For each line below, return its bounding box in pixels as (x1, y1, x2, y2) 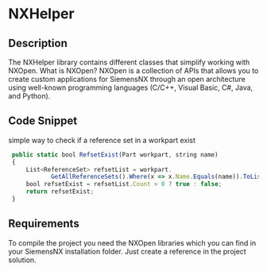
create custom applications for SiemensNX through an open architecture (8, 75, 246, 83)
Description (8, 37, 68, 50)
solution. (8, 255, 37, 265)
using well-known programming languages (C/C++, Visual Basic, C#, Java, (8, 83, 253, 92)
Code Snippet (8, 114, 78, 128)
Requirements (8, 217, 79, 230)
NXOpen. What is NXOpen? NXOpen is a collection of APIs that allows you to (8, 66, 259, 75)
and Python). (8, 91, 51, 100)
